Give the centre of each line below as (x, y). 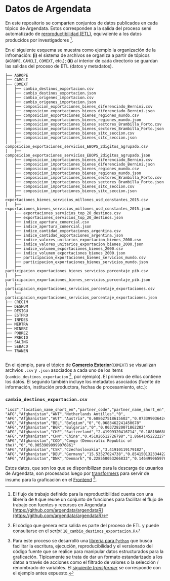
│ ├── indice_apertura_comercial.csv (47, 222)
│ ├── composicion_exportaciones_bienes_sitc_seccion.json (71, 138)
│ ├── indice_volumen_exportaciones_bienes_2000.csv (64, 249)
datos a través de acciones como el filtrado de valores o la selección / (86, 562)
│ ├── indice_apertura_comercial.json (49, 227)
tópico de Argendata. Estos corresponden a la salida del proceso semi (78, 28)
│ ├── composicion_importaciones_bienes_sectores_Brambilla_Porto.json (85, 182)
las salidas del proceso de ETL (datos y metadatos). (59, 66)
